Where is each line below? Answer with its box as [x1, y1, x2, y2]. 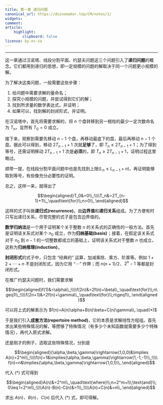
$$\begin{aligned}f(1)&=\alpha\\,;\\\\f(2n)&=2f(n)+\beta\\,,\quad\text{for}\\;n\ [5, 287, 158, 292]
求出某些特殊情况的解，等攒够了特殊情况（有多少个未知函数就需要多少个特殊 [5, 324, 158, 329]
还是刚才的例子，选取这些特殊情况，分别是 [5, 340, 90, 346]
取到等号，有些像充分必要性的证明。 [5, 173, 78, 178]
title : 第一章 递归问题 [5, 7, 48, 12]
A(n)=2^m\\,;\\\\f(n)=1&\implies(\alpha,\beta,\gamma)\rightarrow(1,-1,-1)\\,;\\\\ [5, 355, 158, 360]
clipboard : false [22, 34, 57, 39]
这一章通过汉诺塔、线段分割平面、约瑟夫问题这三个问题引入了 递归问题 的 [5, 57, 149, 63]
